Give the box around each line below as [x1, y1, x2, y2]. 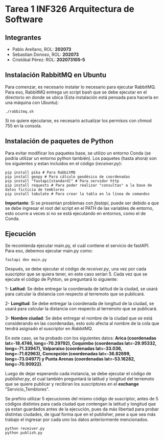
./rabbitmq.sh [5, 109, 34, 114]
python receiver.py [5, 426, 45, 431]
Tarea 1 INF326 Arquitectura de [5, 3, 135, 15]
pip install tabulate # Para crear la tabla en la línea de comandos [5, 191, 150, 196]
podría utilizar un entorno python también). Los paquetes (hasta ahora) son [5, 155, 157, 161]
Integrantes [5, 33, 42, 42]
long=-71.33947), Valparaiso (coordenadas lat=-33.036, [5, 345, 122, 351]
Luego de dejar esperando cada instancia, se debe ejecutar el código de [5, 371, 152, 377]
